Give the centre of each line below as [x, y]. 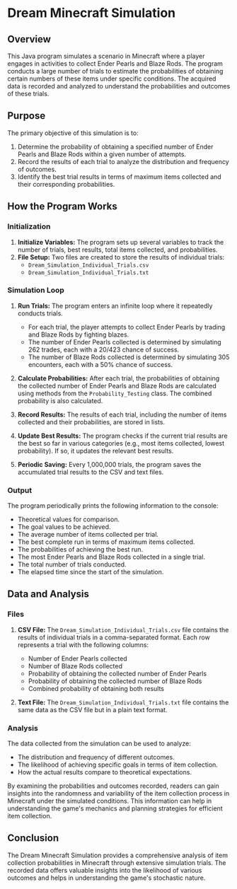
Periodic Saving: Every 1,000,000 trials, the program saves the [109, 464]
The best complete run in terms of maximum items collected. [106, 542]
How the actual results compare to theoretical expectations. [105, 772]
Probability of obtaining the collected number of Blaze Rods [115, 681]
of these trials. [28, 94]
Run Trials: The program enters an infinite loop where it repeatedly [115, 306]
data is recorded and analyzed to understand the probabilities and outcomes [119, 86]
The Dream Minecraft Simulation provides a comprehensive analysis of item [118, 855]
